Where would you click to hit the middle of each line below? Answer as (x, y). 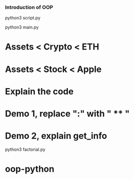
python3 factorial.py (25, 149)
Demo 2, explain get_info (56, 136)
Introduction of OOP (29, 7)
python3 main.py (22, 27)
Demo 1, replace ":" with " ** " (67, 114)
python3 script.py (23, 18)
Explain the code (39, 91)
